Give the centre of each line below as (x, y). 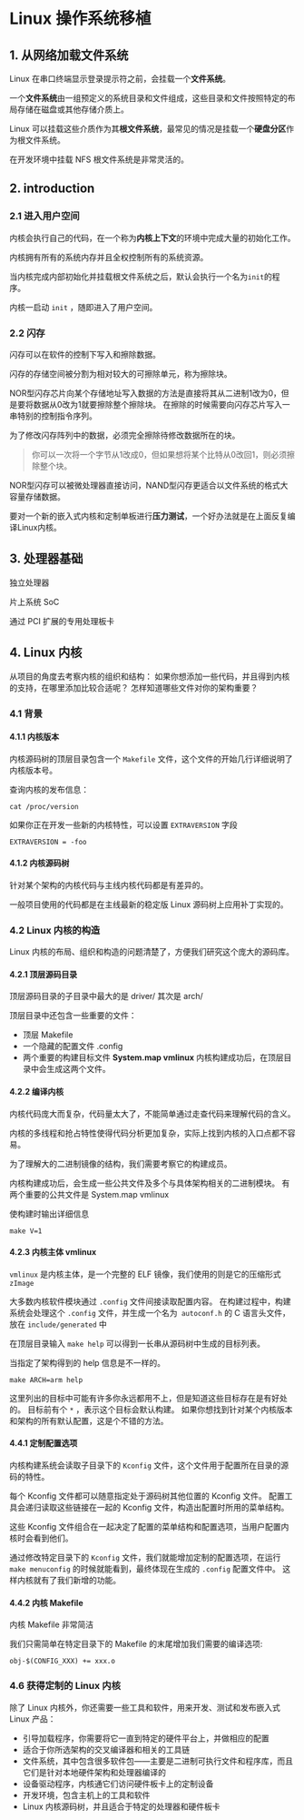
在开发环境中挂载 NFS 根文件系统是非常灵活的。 (99, 159)
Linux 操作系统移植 (80, 19)
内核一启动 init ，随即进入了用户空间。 (83, 307)
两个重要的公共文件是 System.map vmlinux (89, 1194)
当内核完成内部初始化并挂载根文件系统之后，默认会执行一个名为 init (137, 276)
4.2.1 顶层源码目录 (44, 974)
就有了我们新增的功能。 (77, 1581)
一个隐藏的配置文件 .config (73, 1046)
